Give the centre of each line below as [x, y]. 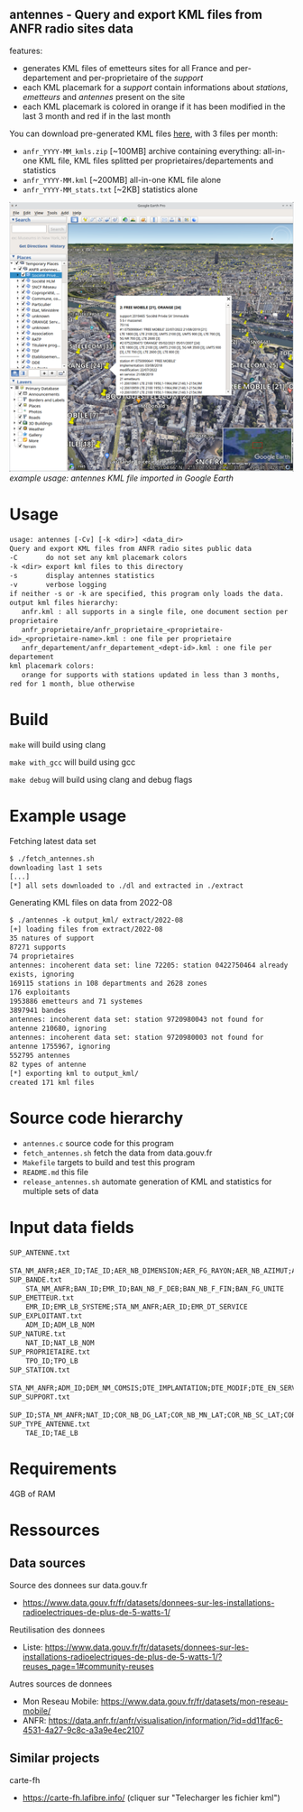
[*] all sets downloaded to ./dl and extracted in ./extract [127, 886]
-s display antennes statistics [82, 576]
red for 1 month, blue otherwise [72, 685]
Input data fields [72, 1228]
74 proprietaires [42, 957]
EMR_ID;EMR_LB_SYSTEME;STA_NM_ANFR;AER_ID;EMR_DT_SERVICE [137, 1307]
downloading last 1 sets [56, 868]
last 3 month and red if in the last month [96, 115]
